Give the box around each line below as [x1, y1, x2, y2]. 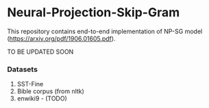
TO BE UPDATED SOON [7, 48, 74, 56]
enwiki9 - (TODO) [16, 94, 67, 103]
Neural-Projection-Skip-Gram [7, 5, 180, 20]
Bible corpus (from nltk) [16, 87, 84, 96]
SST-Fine [16, 80, 44, 88]
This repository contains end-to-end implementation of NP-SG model [7, 27, 203, 35]
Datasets [7, 65, 38, 74]
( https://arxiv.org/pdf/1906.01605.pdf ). [7, 34, 116, 42]
